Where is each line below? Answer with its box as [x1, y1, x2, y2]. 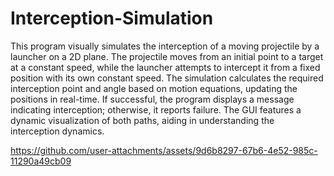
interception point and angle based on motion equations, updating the [10, 82, 298, 94]
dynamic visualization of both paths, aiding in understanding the [10, 114, 275, 126]
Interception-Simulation [10, 7, 214, 30]
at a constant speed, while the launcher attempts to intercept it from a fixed [10, 61, 321, 73]
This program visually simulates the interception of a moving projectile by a [10, 40, 320, 52]
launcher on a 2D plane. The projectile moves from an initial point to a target [10, 50, 324, 62]
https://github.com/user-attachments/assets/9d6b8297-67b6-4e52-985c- [10, 144, 318, 156]
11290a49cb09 [10, 155, 72, 167]
